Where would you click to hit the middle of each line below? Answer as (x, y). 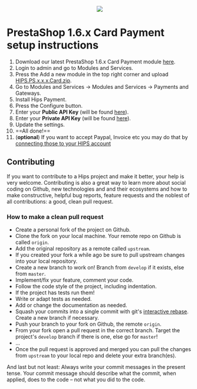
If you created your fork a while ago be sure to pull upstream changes (100, 255)
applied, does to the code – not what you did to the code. (76, 380)
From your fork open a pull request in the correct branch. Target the (98, 330)
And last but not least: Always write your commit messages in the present (96, 367)
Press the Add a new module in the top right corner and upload (92, 74)
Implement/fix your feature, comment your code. (74, 280)
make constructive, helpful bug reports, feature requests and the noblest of (98, 195)
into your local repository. (46, 261)
